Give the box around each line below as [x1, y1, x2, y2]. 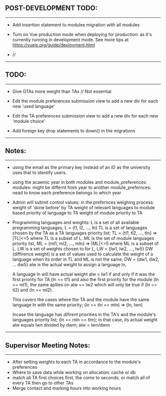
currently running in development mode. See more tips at [12, 37, 129, 43]
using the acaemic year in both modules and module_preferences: [12, 179, 147, 185]
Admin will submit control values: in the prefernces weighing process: [12, 199, 155, 205]
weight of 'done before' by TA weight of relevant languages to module [12, 205, 155, 211]
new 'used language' [12, 103, 55, 109]
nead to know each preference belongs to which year [12, 190, 122, 196]
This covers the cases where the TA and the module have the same [12, 297, 150, 303]
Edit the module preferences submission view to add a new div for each [12, 98, 159, 104]
